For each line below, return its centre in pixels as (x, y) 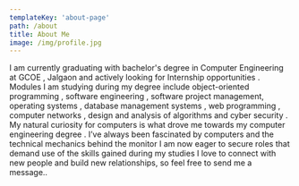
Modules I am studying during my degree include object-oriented (129, 87)
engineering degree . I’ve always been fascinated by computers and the (142, 134)
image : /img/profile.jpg (56, 42)
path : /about (34, 26)
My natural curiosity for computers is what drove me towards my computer (147, 125)
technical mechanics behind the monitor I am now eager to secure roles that (149, 144)
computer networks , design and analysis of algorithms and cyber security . (149, 115)
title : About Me (39, 34)
